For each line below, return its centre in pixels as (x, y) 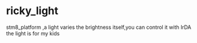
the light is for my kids (33, 33)
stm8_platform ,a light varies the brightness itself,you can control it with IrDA (99, 27)
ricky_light (32, 11)
